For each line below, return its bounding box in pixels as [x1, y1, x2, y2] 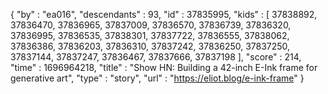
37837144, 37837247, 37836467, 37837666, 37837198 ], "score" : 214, [10, 51, 302, 63]
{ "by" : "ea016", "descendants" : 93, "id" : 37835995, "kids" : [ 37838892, [10, 9, 318, 20]
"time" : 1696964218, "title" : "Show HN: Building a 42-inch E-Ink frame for [10, 62, 318, 73]
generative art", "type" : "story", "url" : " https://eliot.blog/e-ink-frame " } [10, 72, 305, 84]
